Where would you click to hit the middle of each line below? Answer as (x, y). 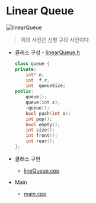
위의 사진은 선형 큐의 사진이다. (55, 39)
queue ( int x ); (43, 102)
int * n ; (35, 75)
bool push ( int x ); (48, 113)
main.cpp (35, 193)
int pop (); (39, 119)
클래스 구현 (28, 158)
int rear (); (40, 141)
